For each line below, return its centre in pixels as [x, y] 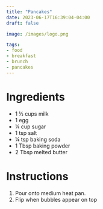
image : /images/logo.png [37, 34]
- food [14, 51]
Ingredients [36, 97]
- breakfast [21, 56]
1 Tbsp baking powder [42, 146]
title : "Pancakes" [29, 12]
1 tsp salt [26, 133]
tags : [13, 45]
